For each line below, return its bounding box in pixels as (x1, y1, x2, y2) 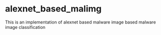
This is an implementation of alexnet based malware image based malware (5, 19, 156, 25)
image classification (5, 24, 46, 30)
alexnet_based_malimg (5, 3, 102, 14)
